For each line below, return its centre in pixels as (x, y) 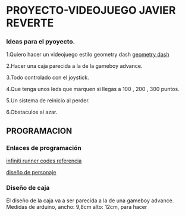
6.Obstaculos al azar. (32, 112)
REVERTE (30, 23)
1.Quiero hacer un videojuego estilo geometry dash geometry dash (88, 55)
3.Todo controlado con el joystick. (48, 77)
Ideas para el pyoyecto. (41, 42)
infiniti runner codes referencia (44, 161)
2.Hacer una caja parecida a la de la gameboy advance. (74, 66)
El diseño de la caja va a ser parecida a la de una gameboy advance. (90, 201)
